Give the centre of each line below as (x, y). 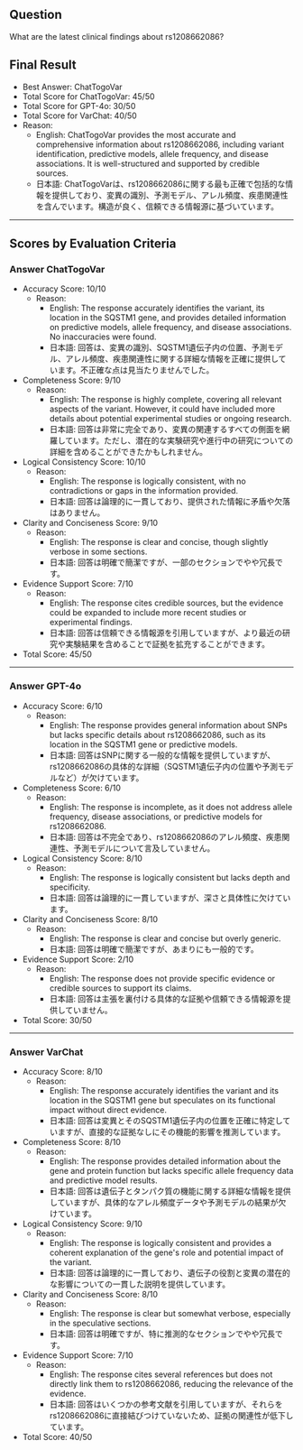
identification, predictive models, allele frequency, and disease (152, 153)
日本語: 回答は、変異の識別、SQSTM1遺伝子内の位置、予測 (158, 347)
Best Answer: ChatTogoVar (73, 87)
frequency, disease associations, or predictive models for (156, 817)
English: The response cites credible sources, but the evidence (166, 603)
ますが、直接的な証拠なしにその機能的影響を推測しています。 (171, 1131)
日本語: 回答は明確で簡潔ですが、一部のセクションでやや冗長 (162, 562)
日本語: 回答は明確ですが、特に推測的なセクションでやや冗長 (162, 1334)
